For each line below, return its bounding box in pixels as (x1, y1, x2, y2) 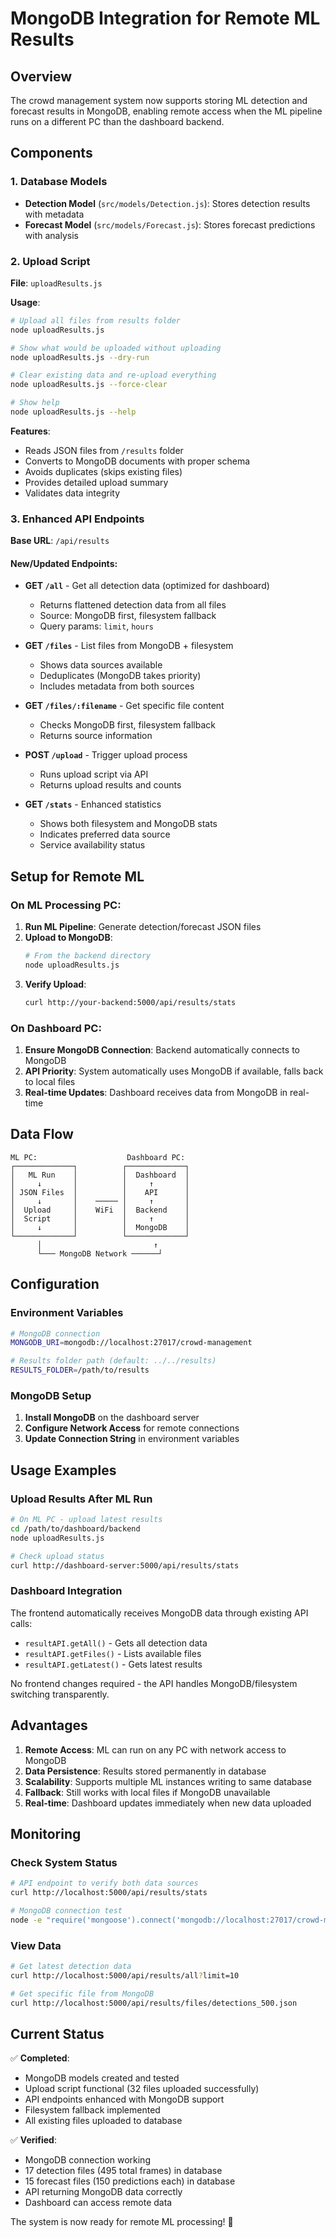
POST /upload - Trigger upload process (24, 749, 188, 761)
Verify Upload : (24, 978, 87, 990)
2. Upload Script (10, 254, 91, 268)
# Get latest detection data (10, 1962, 132, 1972)
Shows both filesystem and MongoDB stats (39, 818, 218, 830)
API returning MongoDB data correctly (24, 2186, 183, 2198)
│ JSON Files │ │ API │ (10, 1187, 190, 1197)
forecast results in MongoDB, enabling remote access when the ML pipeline (10, 105, 323, 117)
